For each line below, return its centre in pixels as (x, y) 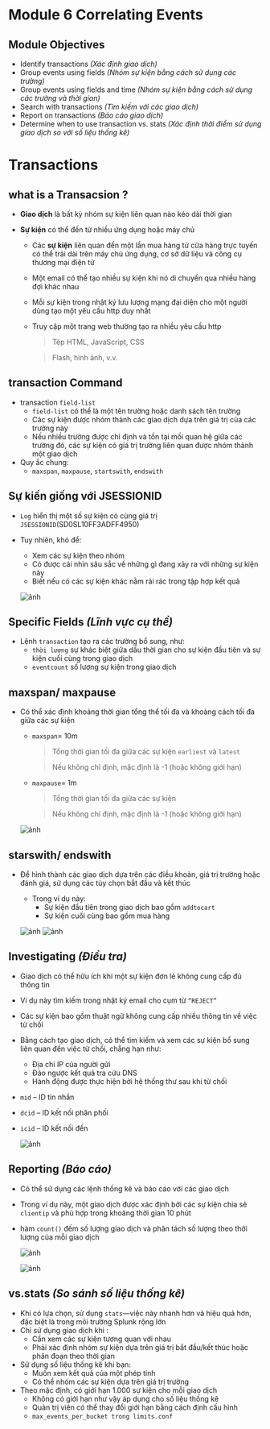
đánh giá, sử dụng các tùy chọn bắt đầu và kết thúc (105, 883)
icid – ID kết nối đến (54, 1128)
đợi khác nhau (55, 287)
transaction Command (65, 383)
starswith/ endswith (60, 855)
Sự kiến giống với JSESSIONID (85, 496)
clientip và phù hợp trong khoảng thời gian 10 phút (105, 1213)
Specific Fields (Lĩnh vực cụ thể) (91, 622)
